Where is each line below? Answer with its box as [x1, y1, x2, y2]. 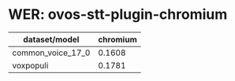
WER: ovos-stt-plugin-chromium [8, 6, 228, 24]
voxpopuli [12, 60, 49, 71]
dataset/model [23, 34, 80, 45]
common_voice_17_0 [12, 47, 91, 58]
